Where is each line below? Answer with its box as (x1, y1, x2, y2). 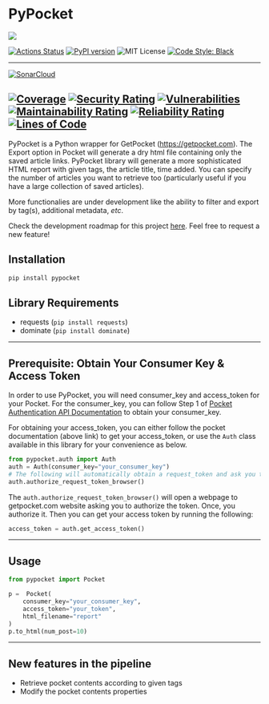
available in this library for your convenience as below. (8, 440, 188, 449)
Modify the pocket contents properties (19, 686, 147, 697)
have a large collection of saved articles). (8, 181, 144, 191)
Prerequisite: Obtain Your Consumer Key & (8, 356, 225, 370)
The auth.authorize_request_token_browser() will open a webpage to (8, 492, 239, 501)
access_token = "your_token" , (22, 605, 116, 613)
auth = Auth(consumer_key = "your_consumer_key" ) (8, 462, 171, 471)
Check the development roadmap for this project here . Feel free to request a (8, 221, 260, 231)
